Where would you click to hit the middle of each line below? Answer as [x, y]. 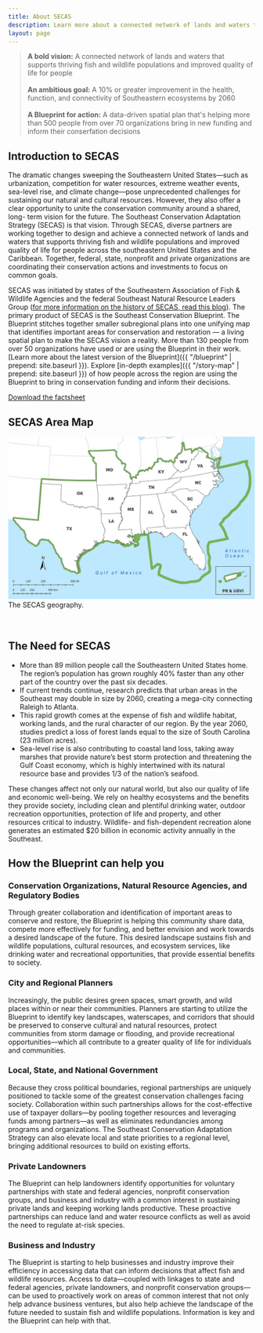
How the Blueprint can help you [86, 863]
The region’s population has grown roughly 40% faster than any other [132, 673]
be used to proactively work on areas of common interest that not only [135, 1296]
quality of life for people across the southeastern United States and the [122, 250]
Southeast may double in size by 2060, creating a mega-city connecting [136, 698]
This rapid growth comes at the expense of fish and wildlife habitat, [128, 715]
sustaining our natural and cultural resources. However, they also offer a [124, 200]
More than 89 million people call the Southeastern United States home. [133, 665]
